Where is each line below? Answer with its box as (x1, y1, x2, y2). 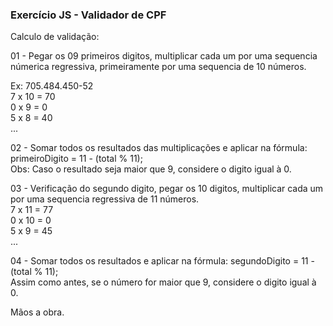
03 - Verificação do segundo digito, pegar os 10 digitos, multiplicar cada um (10, 183, 324, 195)
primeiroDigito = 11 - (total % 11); (10, 153, 143, 165)
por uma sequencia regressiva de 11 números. (10, 193, 200, 205)
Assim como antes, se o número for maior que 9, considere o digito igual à (10, 276, 317, 288)
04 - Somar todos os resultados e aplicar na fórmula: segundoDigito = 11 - (10, 255, 315, 267)
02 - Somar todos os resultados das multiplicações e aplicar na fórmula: (10, 142, 308, 154)
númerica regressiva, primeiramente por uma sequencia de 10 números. (10, 61, 307, 73)
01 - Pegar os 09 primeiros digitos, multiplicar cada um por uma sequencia (10, 50, 318, 62)
